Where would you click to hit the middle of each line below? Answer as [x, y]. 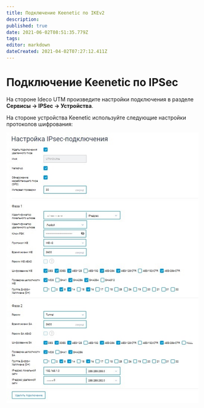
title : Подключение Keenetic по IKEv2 [55, 13]
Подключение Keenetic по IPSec [92, 83]
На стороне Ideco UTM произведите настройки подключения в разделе [100, 99]
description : [23, 19]
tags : [13, 39]
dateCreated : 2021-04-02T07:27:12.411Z [57, 52]
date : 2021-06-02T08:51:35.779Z [47, 32]
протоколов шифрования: [40, 124]
